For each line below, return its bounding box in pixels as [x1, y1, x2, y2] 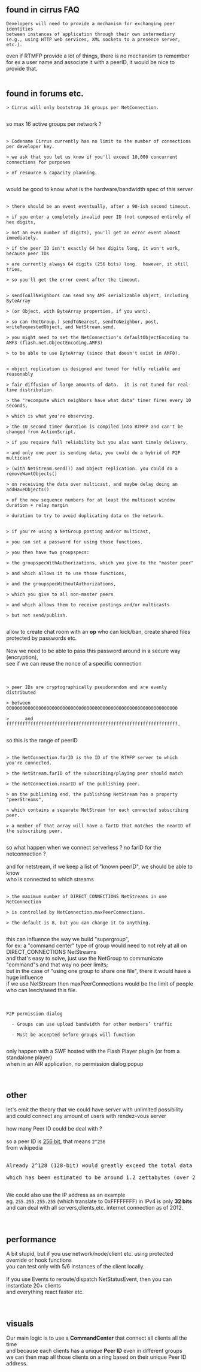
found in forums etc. [6, 89, 84, 99]
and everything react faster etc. [6, 1288, 84, 1296]
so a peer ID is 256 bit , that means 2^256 [6, 1138, 106, 1145]
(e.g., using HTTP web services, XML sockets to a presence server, [6, 36, 181, 43]
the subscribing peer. [6, 828, 63, 834]
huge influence [6, 974, 44, 981]
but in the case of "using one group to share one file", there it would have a [6, 967, 191, 974]
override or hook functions [6, 1256, 72, 1264]
